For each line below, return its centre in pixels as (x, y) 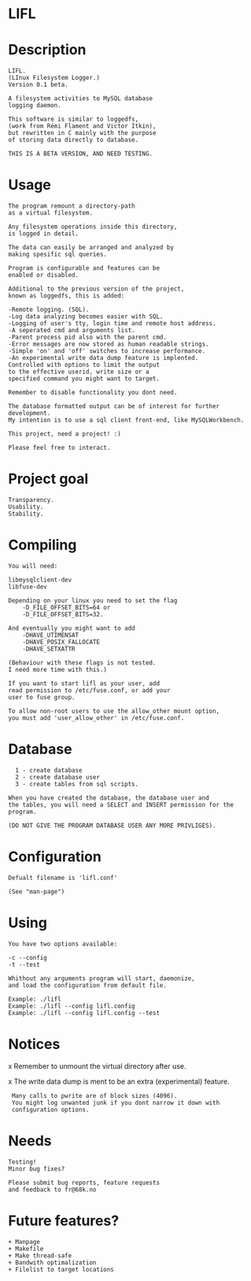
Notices (34, 1044)
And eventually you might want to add (72, 628)
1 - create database (49, 770)
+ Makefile (26, 1249)
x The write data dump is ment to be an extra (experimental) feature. (119, 1081)
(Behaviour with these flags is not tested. (82, 663)
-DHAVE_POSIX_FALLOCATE (61, 642)
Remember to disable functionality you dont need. (93, 393)
